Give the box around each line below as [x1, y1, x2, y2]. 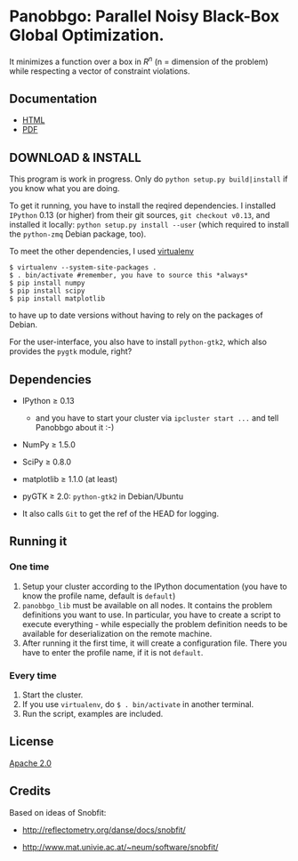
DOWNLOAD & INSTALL [9, 149, 142, 165]
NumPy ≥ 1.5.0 [21, 439, 76, 450]
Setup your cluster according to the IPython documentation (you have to [21, 581, 287, 591]
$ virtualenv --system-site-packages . [9, 263, 157, 272]
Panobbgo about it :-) [35, 422, 115, 433]
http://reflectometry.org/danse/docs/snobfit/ [21, 825, 187, 835]
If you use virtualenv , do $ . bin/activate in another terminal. [21, 699, 254, 710]
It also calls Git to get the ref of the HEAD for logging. [21, 509, 220, 519]
